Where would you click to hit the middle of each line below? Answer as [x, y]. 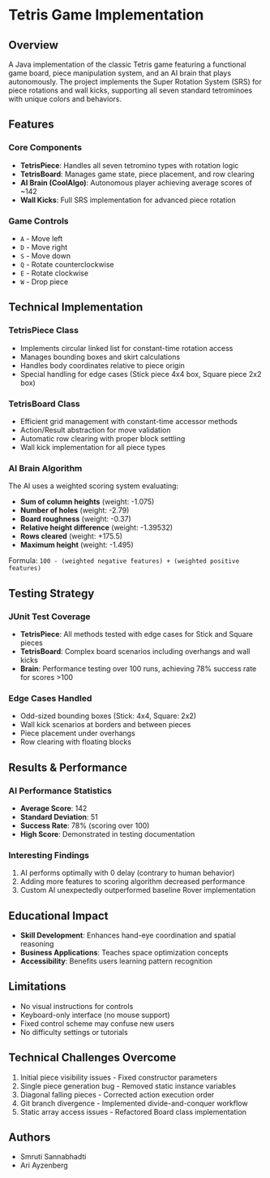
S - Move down [45, 256]
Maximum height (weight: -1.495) [77, 545]
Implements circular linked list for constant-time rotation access [126, 348]
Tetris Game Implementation [106, 15]
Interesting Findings [49, 855]
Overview [34, 45]
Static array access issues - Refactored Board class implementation [133, 1111]
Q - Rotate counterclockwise [67, 264]
